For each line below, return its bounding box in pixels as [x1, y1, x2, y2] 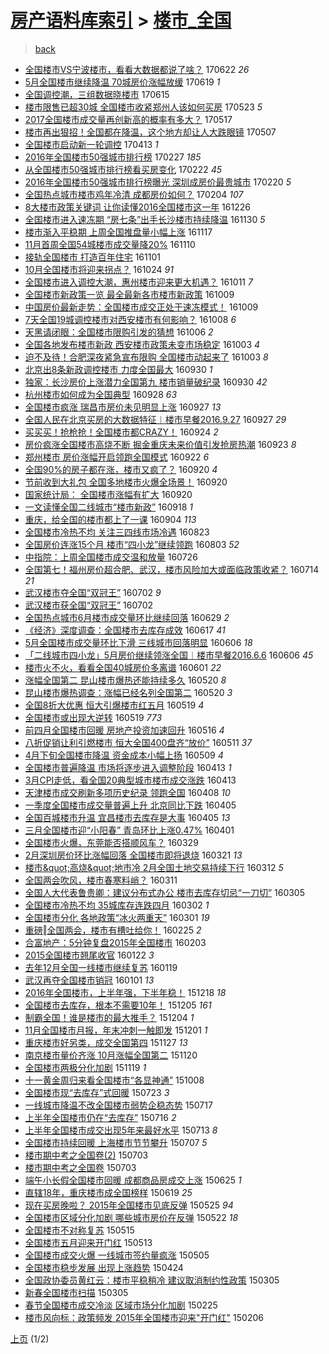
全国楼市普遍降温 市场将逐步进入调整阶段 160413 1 [24, 761, 232, 773]
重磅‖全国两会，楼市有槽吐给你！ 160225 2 [24, 924, 202, 936]
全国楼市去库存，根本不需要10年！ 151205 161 [24, 999, 212, 1011]
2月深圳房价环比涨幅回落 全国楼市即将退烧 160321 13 [24, 849, 243, 861]
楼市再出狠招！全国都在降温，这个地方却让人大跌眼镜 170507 [24, 126, 277, 138]
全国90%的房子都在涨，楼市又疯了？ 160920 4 [24, 463, 218, 475]
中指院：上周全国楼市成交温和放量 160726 [24, 551, 198, 563]
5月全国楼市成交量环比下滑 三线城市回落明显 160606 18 [24, 636, 253, 648]
